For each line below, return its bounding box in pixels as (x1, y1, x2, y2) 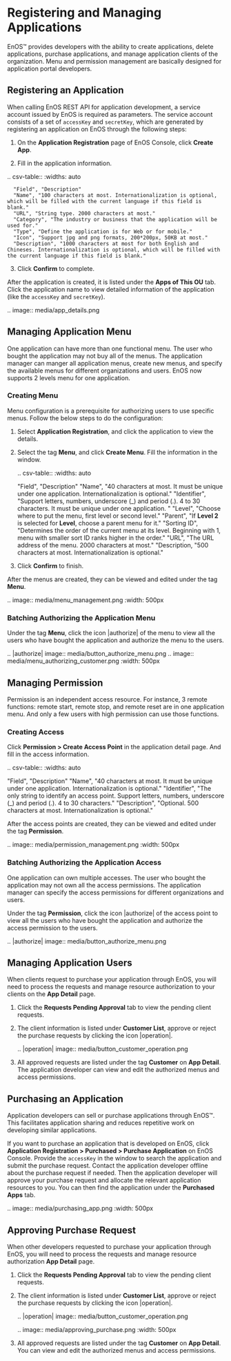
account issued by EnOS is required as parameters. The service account (7, 110, 213, 118)
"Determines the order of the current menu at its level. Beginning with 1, (17, 526, 221, 534)
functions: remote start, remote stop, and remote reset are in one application (7, 702, 225, 711)
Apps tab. (7, 1191, 36, 1199)
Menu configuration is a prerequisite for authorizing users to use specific (7, 406, 214, 415)
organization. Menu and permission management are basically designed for (7, 57, 222, 65)
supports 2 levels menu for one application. (7, 373, 131, 382)
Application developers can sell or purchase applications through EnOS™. (7, 1111, 215, 1120)
